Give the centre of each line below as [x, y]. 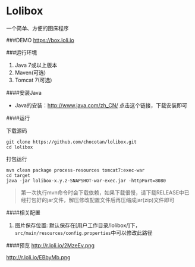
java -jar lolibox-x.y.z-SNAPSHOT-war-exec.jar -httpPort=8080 [86, 181]
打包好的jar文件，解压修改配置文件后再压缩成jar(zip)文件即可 [100, 200]
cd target [18, 175]
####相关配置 [23, 212]
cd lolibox [20, 147]
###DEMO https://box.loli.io [40, 40]
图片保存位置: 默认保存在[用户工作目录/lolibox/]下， [78, 225]
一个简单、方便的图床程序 [37, 28]
